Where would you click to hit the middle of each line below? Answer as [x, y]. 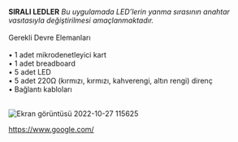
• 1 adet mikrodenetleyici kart [58, 55]
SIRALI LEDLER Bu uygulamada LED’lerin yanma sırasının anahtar [119, 12]
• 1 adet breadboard [42, 63]
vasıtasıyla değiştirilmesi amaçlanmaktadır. [81, 20]
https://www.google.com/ [52, 129]
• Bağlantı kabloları [40, 89]
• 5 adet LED [30, 72]
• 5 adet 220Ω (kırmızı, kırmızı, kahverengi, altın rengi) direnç [110, 81]
